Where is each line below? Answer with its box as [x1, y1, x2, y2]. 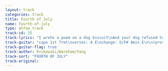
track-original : [5, 58, 39, 63]
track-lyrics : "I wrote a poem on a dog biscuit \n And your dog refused [5, 35, 157, 40]
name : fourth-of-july [5, 21, 50, 26]
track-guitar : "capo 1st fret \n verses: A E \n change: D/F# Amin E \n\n [5, 40, 153, 45]
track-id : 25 [5, 30, 32, 35]
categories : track [5, 12, 43, 17]
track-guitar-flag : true [5, 44, 57, 49]
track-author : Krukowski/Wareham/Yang [5, 49, 86, 54]
